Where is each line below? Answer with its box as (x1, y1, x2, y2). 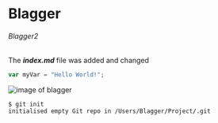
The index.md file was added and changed (8, 56, 149, 65)
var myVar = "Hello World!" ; (8, 71, 105, 79)
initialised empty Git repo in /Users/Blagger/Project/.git (8, 107, 212, 115)
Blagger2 (8, 31, 39, 40)
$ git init (8, 100, 44, 109)
